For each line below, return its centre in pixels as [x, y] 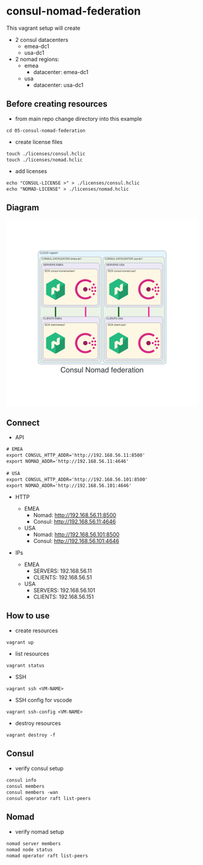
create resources [36, 631]
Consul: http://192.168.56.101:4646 [76, 541]
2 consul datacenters [42, 39]
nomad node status [29, 850]
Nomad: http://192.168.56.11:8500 [75, 515]
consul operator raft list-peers [49, 798]
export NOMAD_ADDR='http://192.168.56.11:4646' [68, 462]
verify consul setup [39, 768]
